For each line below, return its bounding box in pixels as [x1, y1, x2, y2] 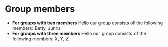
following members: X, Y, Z [12, 36, 69, 42]
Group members [5, 3, 75, 15]
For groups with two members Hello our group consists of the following [12, 20, 163, 26]
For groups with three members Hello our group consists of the [12, 30, 146, 36]
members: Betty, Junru [12, 25, 60, 31]
